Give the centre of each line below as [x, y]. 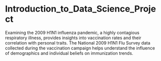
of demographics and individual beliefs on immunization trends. [69, 53]
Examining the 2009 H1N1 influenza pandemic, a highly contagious [72, 32]
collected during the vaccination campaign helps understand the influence [80, 48]
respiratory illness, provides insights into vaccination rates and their [73, 38]
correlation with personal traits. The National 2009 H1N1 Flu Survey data [78, 43]
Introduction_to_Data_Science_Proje [80, 9]
